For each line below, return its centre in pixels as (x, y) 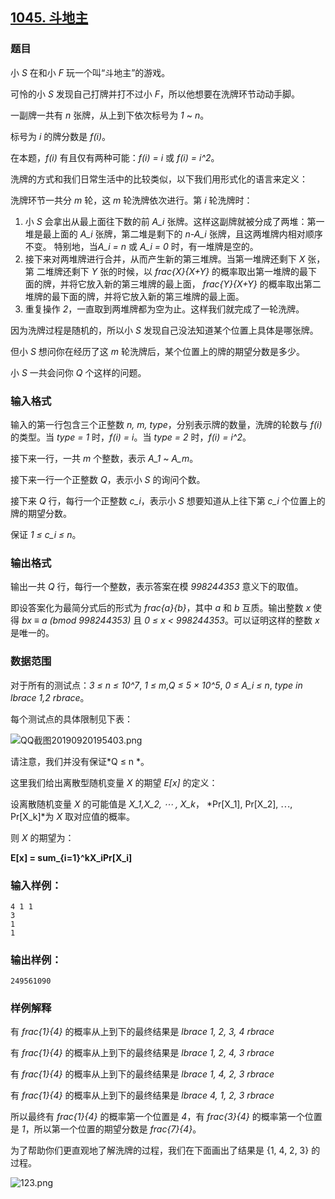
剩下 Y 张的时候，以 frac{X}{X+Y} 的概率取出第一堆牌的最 (190, 271)
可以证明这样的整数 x (276, 620)
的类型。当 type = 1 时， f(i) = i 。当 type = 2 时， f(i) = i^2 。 (131, 437)
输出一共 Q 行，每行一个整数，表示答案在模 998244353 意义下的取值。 (157, 587)
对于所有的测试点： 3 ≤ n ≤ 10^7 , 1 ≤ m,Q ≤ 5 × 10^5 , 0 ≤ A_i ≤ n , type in (156, 685)
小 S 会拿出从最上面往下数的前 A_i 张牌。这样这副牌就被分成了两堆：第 (170, 221)
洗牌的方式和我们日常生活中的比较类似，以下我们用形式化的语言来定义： (159, 179)
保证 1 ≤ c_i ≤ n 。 (46, 534)
